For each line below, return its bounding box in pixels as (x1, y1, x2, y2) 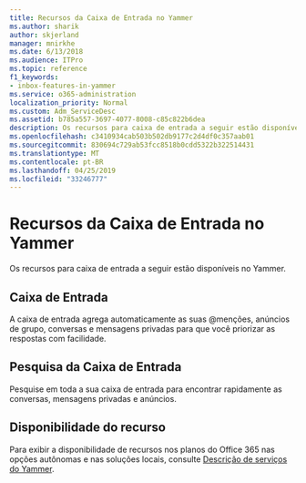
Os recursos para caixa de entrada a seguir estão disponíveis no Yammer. (9, 263, 287, 274)
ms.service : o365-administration (9, 89, 137, 98)
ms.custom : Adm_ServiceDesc (9, 107, 117, 116)
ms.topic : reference (9, 65, 88, 74)
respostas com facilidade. (9, 334, 107, 344)
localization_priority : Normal (9, 98, 128, 108)
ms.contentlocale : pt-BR (9, 157, 104, 167)
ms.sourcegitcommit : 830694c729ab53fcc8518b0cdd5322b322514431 (9, 140, 255, 149)
